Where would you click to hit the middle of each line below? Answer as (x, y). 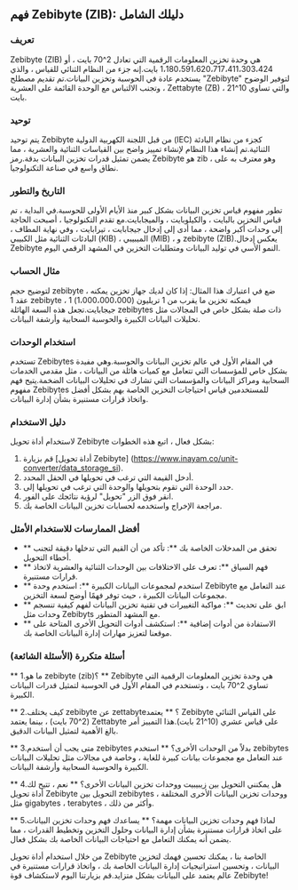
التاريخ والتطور (38, 190)
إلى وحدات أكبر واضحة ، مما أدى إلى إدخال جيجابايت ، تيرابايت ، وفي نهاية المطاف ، (146, 229)
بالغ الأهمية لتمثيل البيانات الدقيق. (64, 730)
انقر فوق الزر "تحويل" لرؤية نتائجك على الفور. (98, 496)
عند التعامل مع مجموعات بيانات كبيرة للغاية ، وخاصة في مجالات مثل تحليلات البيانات (147, 757)
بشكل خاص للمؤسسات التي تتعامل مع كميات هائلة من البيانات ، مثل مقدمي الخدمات (149, 370)
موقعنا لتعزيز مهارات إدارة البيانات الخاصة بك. (97, 633)
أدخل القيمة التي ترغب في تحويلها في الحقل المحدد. (108, 477)
